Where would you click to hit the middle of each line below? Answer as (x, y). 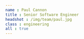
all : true (17, 29)
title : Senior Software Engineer (42, 15)
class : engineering (27, 24)
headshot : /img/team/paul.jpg (39, 19)
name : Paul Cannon (26, 10)
